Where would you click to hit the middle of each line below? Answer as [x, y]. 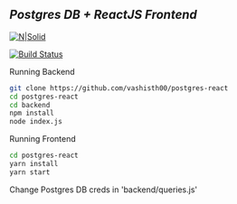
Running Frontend [43, 139]
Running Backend [42, 71]
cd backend [30, 105]
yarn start [30, 172]
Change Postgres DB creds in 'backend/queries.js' [103, 190]
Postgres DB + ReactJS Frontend [103, 15]
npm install [32, 113]
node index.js [36, 122]
